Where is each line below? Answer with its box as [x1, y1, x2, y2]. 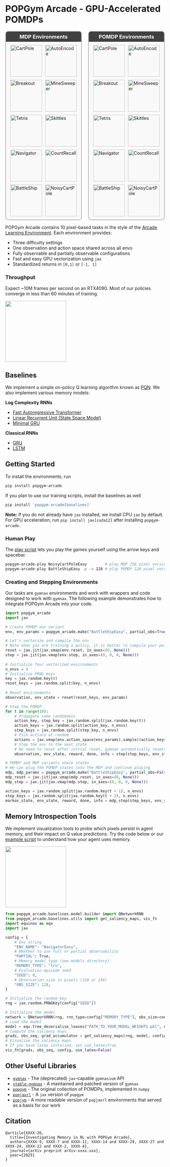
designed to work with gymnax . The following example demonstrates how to [5, 595, 162, 601]
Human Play [5, 535, 35, 542]
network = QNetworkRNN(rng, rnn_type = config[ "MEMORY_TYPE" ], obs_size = [5, 1014, 159, 1020]
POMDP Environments [98, 33, 154, 40]
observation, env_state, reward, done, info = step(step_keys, [14, 751, 151, 757]
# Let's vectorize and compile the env [5, 638, 90, 643]
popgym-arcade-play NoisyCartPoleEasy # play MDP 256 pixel [5, 562, 151, 567]
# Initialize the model [5, 1010, 56, 1015]
